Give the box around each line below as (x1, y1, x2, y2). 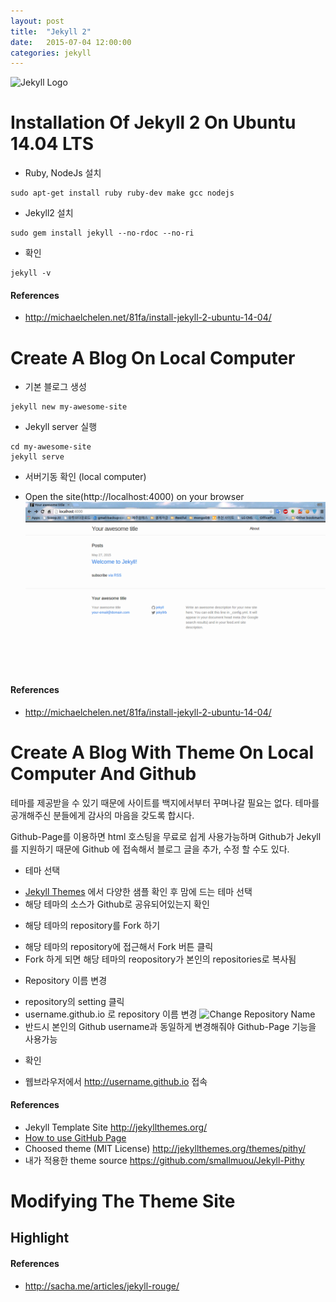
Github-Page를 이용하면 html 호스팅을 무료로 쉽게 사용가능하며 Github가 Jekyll (10, 830, 322, 842)
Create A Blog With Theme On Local (10, 741, 314, 764)
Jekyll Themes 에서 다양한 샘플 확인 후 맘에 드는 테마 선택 (24, 885, 253, 897)
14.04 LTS (10, 133, 95, 155)
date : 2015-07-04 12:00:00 (10, 37, 132, 47)
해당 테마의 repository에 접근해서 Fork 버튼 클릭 (24, 940, 214, 952)
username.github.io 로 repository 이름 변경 (24, 1008, 198, 1020)
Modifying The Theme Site (10, 1190, 236, 1213)
